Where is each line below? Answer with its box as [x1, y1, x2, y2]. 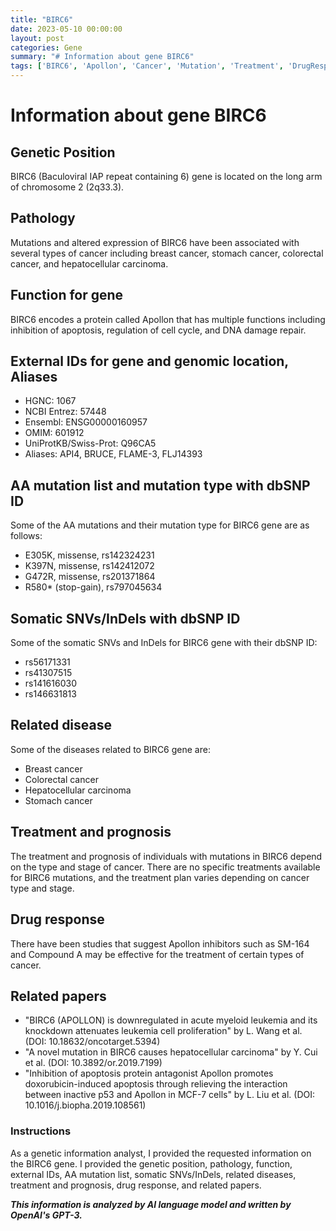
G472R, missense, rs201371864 [24, 571, 156, 583]
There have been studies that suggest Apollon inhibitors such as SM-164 [10, 937, 310, 950]
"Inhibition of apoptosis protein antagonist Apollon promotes [24, 1067, 274, 1080]
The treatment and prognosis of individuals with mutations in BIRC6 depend [10, 850, 323, 862]
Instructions [10, 1124, 72, 1138]
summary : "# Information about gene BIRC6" [10, 52, 195, 62]
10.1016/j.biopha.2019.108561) [24, 1099, 147, 1111]
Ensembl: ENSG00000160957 [24, 416, 148, 428]
